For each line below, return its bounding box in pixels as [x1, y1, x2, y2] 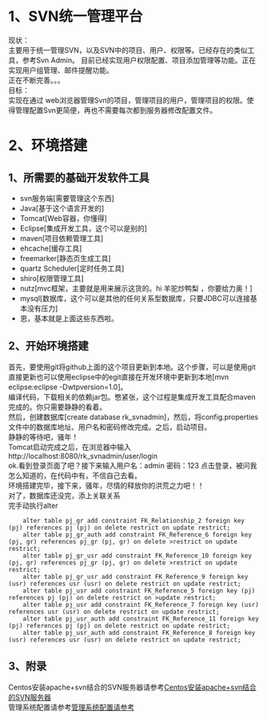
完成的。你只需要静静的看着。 [8, 402, 106, 412]
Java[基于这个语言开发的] [19, 203, 105, 213]
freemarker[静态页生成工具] [19, 253, 111, 263]
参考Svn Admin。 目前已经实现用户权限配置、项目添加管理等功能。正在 [22, 55, 257, 65]
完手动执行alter [8, 500, 58, 510]
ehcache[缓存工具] [19, 243, 82, 253]
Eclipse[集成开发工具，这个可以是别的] [19, 223, 148, 233]
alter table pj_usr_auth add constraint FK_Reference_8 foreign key [22, 629, 256, 637]
